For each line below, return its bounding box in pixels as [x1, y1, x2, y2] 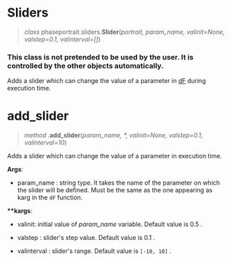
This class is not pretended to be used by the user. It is [7, 52, 194, 62]
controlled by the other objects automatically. [7, 61, 164, 71]
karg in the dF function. [17, 194, 83, 202]
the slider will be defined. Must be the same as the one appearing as [17, 186, 213, 194]
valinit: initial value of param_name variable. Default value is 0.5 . [17, 220, 203, 229]
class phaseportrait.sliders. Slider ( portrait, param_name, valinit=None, [24, 28, 225, 36]
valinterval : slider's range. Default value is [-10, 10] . [17, 247, 172, 255]
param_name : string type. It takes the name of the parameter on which [17, 178, 220, 187]
